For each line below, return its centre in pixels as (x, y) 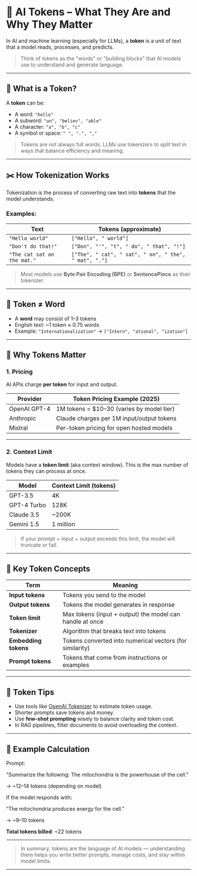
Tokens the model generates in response (118, 605)
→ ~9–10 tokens (26, 820)
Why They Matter (49, 24)
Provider (30, 399)
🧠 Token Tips (30, 692)
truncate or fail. (39, 545)
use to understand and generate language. (72, 65)
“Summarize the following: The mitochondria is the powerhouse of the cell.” (97, 775)
